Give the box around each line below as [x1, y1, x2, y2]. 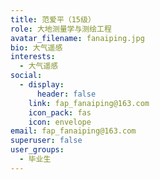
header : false [36, 89, 97, 99]
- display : [19, 80, 65, 90]
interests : [10, 52, 56, 62]
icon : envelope [28, 117, 92, 127]
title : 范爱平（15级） [10, 14, 96, 25]
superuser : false [10, 136, 83, 146]
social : [10, 71, 43, 81]
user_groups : [10, 145, 65, 155]
